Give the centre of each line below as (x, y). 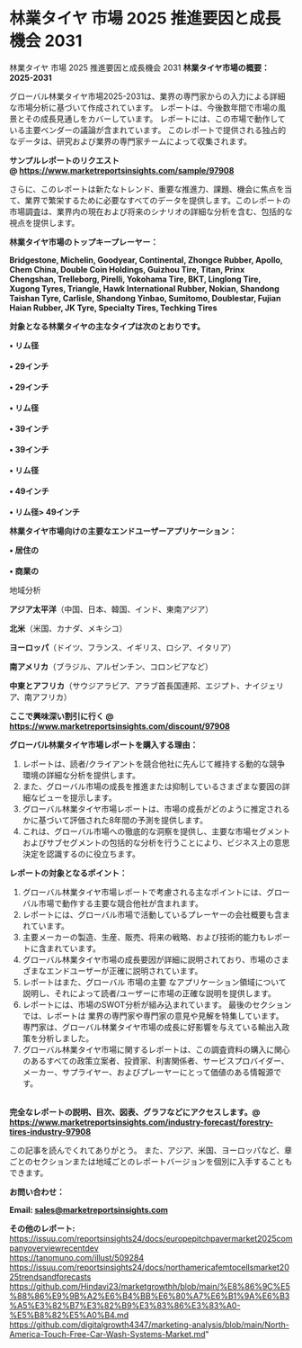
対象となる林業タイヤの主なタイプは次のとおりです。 (107, 326)
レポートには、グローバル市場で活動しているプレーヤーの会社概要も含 (152, 914)
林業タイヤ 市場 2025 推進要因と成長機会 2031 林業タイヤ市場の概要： (139, 67)
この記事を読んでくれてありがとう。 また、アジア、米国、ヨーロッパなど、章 (151, 1150)
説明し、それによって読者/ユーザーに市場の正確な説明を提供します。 (149, 993)
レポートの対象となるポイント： (68, 873)
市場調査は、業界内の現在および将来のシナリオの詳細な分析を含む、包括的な (151, 211)
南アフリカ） (48, 696)
